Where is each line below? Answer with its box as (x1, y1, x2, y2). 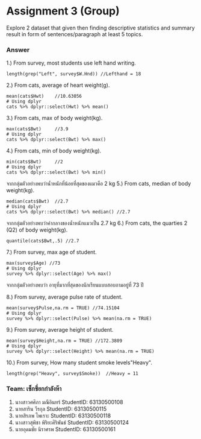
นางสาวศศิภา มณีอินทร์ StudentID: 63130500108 (14, 398, 123, 405)
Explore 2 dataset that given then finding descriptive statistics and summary (6, 24, 195, 31)
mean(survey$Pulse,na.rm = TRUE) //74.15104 (6, 305, 120, 311)
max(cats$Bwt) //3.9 (6, 126, 69, 132)
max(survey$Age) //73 (6, 261, 61, 267)
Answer (6, 45, 30, 54)
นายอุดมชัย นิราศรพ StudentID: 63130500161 (14, 425, 116, 432)
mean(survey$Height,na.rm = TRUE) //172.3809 (6, 338, 122, 344)
